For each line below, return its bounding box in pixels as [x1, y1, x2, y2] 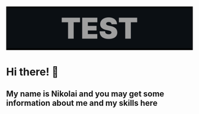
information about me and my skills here [6, 98, 158, 108]
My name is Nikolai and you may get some [6, 89, 165, 99]
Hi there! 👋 [6, 66, 59, 79]
